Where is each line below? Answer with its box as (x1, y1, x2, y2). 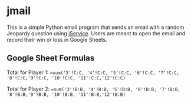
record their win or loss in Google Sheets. (6, 36, 108, 43)
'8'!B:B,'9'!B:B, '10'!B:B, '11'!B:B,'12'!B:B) (6, 91, 126, 98)
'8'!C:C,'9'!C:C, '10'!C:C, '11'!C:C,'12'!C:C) (6, 75, 126, 81)
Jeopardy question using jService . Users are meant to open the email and (6, 29, 186, 36)
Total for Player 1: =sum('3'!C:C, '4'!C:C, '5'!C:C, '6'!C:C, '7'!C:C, (6, 69, 179, 76)
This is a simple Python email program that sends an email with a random (6, 24, 185, 31)
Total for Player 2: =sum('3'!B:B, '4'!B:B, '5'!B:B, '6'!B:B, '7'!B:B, (6, 85, 180, 92)
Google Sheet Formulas (6, 53, 95, 63)
